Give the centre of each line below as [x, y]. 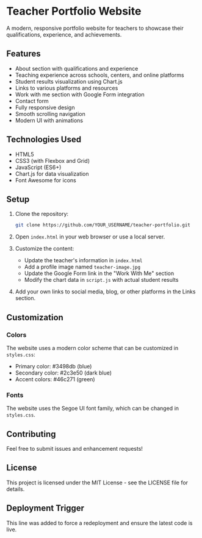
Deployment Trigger [45, 508]
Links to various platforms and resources [67, 88]
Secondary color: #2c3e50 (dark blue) [63, 373]
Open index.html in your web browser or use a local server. [90, 237]
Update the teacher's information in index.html [83, 260]
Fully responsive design [45, 107]
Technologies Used [44, 139]
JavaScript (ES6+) [38, 167]
